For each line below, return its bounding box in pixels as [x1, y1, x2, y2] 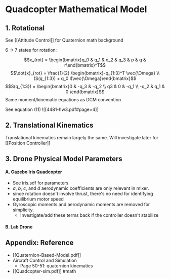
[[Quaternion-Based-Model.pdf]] [12, 252, 81, 258]
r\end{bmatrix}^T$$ [64, 62, 106, 68]
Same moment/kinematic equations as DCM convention [5, 97, 121, 102]
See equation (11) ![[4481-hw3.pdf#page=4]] [5, 106, 99, 112]
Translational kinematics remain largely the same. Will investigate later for [5, 134, 158, 140]
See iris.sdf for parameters [12, 180, 69, 186]
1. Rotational [5, 24, 45, 32]
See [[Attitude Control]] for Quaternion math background [5, 37, 123, 43]
